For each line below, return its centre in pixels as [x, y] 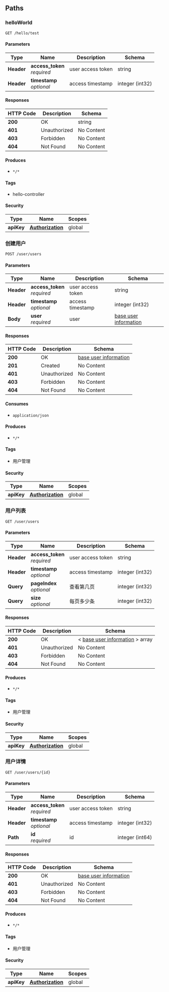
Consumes [17, 404]
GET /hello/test [22, 33]
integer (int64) [135, 837]
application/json [31, 415]
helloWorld [19, 23]
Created [51, 366]
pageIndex [44, 583]
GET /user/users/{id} [28, 772]
